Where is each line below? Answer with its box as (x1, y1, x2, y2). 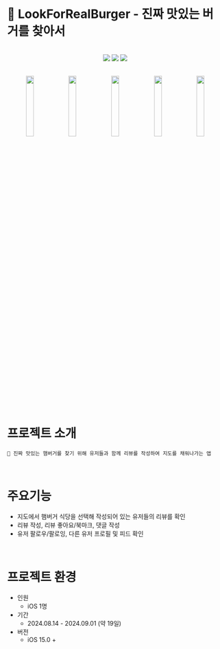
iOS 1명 (27, 602, 48, 610)
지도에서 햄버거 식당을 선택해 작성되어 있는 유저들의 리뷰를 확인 (16, 512, 186, 521)
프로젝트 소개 (7, 426, 77, 442)
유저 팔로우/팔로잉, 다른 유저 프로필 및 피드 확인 (16, 530, 144, 538)
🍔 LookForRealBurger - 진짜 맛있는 (7, 6, 200, 22)
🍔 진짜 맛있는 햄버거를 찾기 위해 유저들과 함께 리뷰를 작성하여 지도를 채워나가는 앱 (7, 450, 211, 457)
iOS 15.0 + (27, 635, 56, 644)
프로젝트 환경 (7, 569, 77, 584)
